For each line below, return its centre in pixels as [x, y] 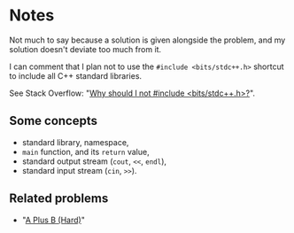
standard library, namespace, [75, 142]
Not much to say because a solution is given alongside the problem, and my [147, 40]
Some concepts [53, 121]
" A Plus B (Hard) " [54, 220]
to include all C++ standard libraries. [76, 75]
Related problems [59, 199]
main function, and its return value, [85, 151]
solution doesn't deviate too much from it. [85, 49]
